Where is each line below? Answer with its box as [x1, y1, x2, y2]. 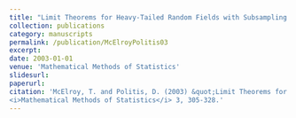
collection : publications [9, 21, 105, 30]
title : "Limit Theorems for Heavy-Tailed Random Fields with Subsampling [9, 12, 288, 22]
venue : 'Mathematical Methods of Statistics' [9, 63, 180, 72]
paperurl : [9, 79, 46, 88]
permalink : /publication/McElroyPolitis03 [9, 37, 168, 47]
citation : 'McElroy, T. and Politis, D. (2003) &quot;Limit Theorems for [9, 87, 288, 96]
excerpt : [9, 46, 42, 55]
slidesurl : [9, 71, 50, 80]
